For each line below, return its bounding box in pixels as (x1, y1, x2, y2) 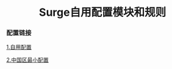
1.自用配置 (6, 44, 32, 51)
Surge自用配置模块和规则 (38, 5, 167, 19)
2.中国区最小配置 (6, 56, 49, 64)
